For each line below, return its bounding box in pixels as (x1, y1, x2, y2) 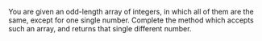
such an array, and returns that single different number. (8, 24, 192, 33)
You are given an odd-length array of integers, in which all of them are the (8, 7, 254, 16)
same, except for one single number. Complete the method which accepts (8, 15, 254, 25)
